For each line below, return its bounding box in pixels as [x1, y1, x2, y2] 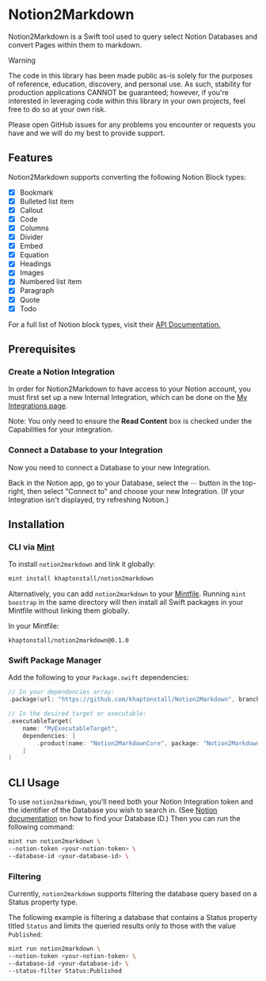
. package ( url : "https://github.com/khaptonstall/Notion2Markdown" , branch [8, 695, 260, 704]
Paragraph [19, 286, 55, 295]
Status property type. [8, 897, 78, 907]
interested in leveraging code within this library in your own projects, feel [8, 96, 245, 105]
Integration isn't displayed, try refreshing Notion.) [8, 495, 169, 504]
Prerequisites [8, 343, 76, 356]
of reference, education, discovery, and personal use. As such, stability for [8, 79, 252, 89]
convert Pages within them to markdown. [8, 40, 142, 49]
